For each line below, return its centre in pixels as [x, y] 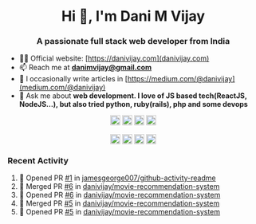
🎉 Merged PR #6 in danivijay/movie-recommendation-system [119, 186]
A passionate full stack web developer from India [133, 41]
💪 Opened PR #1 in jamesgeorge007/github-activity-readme [117, 178]
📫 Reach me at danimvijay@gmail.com [85, 68]
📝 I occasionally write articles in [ [73, 79]
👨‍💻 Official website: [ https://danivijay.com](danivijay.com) [114, 58]
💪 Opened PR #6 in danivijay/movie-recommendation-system [120, 195]
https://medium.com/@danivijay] [181, 79]
